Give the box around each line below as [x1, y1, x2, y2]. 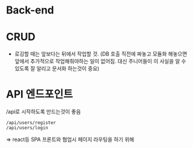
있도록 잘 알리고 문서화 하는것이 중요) [14, 65, 99, 72]
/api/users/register [6, 120, 57, 126]
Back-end [6, 4, 54, 17]
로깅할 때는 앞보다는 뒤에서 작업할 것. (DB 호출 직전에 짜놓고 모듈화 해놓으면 [14, 50, 187, 57]
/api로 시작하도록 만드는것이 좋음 [6, 108, 81, 115]
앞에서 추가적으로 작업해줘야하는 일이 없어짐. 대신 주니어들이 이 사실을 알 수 [14, 58, 187, 65]
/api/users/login [6, 125, 49, 131]
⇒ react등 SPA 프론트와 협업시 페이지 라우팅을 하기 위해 [6, 136, 135, 143]
